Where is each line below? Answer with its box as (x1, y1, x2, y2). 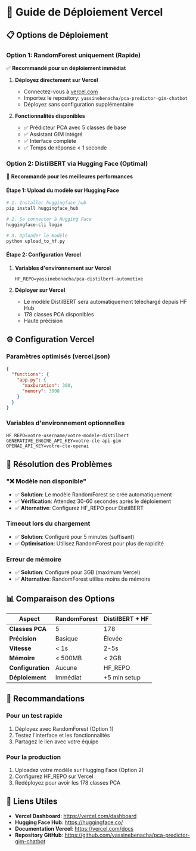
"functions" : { (11, 371, 49, 377)
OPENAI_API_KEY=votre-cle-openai (6, 443, 89, 449)
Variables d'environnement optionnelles (6, 419, 125, 427)
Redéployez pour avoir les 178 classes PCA (14, 779, 121, 786)
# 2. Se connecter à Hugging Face (6, 216, 92, 222)
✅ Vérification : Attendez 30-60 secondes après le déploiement (14, 498, 172, 505)
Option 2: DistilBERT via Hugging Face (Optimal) (6, 159, 148, 167)
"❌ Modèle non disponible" (6, 477, 87, 486)
